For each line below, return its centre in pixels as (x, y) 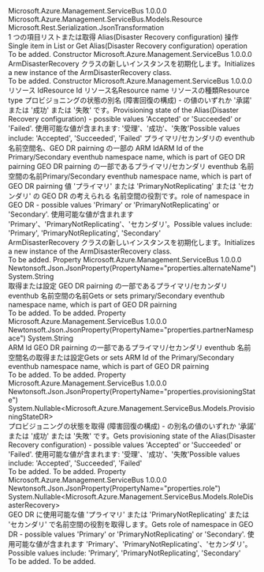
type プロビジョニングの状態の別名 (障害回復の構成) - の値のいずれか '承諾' (130, 100)
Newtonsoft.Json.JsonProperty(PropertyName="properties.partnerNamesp (131, 330)
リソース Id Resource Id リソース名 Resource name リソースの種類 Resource (129, 90)
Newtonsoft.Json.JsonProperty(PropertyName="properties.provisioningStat (132, 391)
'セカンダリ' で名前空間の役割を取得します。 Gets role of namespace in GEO (131, 524)
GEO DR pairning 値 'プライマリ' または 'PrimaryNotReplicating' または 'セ (128, 186)
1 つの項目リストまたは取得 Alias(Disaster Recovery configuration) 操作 (123, 37)
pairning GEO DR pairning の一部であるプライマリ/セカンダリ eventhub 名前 (131, 166)
